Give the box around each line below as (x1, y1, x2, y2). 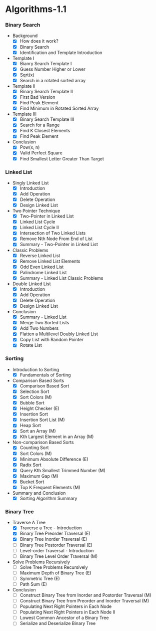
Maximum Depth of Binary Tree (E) (19, 570, 91, 576)
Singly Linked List (12, 179, 49, 186)
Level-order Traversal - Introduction (19, 547, 94, 553)
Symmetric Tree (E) (19, 575, 60, 581)
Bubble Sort (19, 400, 45, 406)
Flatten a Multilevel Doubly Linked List (19, 331, 98, 337)
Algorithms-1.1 (5, 4, 66, 15)
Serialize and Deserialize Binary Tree (19, 620, 96, 626)
